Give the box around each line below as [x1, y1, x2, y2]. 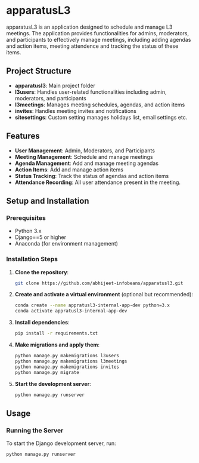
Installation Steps [6, 255, 58, 263]
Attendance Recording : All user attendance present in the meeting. [14, 179, 181, 186]
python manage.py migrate [14, 369, 79, 375]
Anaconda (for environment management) [14, 240, 118, 247]
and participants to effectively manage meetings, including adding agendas [6, 36, 191, 43]
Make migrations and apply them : [14, 341, 100, 348]
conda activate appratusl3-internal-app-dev [14, 308, 128, 314]
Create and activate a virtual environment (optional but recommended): [14, 291, 194, 298]
